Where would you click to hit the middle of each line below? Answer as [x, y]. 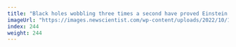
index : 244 [23, 26]
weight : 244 [25, 33]
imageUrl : [22, 20]
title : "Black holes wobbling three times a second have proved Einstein [118, 13]
